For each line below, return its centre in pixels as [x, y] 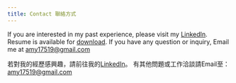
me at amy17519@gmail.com [49, 49]
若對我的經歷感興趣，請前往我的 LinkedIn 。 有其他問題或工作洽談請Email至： [118, 64]
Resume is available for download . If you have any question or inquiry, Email [118, 41]
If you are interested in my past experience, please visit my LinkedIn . [107, 34]
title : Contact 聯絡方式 [42, 14]
